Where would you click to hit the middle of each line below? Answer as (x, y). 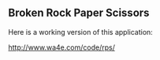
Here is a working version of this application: (81, 32)
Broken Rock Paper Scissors (79, 13)
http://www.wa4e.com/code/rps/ (62, 47)
